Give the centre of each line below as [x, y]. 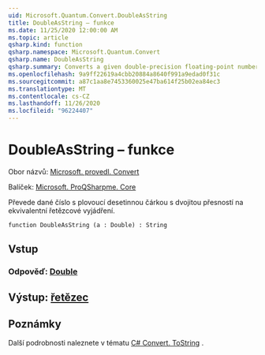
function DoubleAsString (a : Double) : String [88, 225]
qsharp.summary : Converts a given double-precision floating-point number [134, 67]
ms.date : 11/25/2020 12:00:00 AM [63, 30]
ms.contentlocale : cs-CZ [49, 96]
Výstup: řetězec [49, 297]
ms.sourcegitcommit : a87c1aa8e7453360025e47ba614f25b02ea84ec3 [114, 81]
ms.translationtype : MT [47, 89]
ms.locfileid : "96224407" [50, 111]
